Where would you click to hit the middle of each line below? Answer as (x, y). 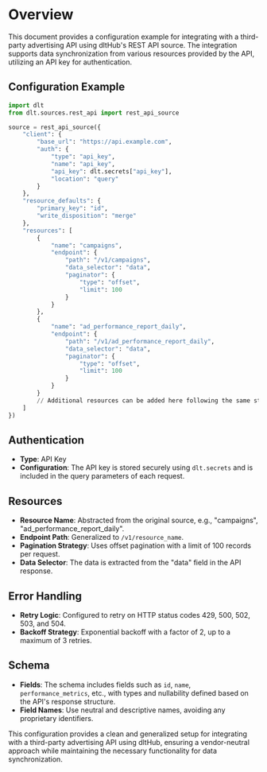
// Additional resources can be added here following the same (143, 400)
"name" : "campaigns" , (87, 245)
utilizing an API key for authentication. (70, 62)
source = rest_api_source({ (55, 127)
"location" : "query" (85, 179)
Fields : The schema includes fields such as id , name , (105, 685)
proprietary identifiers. (56, 718)
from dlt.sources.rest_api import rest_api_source (94, 113)
